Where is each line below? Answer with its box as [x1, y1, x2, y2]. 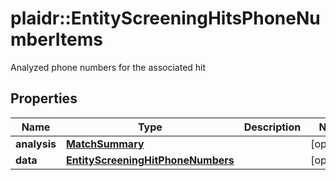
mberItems [10, 28, 103, 51]
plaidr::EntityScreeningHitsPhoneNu [10, 7, 321, 30]
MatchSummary [65, 137, 145, 151]
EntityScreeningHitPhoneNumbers [65, 153, 235, 167]
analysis [15, 137, 57, 151]
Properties [10, 90, 78, 107]
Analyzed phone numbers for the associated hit [10, 61, 207, 73]
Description [243, 120, 302, 134]
